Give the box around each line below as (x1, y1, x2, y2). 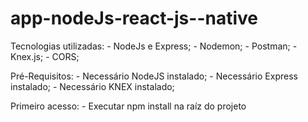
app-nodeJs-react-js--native (10, 7, 258, 30)
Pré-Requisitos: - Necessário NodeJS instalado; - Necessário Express (10, 70, 298, 82)
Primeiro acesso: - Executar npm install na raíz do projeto (10, 100, 247, 112)
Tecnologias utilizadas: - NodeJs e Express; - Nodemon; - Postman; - (10, 40, 298, 52)
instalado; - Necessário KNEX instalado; (10, 80, 175, 92)
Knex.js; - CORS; (10, 50, 80, 62)
